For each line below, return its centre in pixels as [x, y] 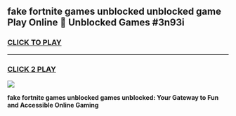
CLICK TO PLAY [34, 43]
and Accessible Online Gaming [53, 105]
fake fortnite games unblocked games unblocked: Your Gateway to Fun [113, 97]
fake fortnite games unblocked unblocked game [114, 12]
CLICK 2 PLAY [32, 69]
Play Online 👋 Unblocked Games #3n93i [96, 23]
